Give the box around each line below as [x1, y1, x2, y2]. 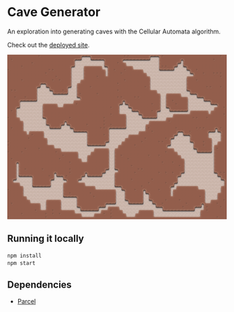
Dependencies [7, 279, 72, 290]
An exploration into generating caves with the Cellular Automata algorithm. [7, 27, 221, 36]
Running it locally [7, 233, 84, 244]
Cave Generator [7, 4, 101, 20]
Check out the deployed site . [7, 40, 90, 49]
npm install [7, 252, 42, 259]
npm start [7, 259, 36, 267]
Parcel [17, 297, 36, 306]
